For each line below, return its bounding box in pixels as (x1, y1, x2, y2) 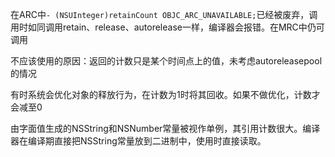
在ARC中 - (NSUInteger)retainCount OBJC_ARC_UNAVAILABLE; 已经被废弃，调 (10, 9, 318, 20)
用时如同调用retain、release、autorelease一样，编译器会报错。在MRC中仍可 (10, 21, 325, 33)
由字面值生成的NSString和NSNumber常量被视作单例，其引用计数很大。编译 (10, 123, 321, 134)
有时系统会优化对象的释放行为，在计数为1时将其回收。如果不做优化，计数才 (10, 89, 321, 100)
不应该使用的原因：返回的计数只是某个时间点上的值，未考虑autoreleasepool (10, 55, 323, 67)
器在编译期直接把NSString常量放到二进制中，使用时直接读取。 (10, 135, 267, 147)
